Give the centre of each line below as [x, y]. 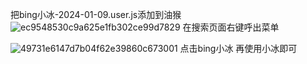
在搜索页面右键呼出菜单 [231, 27]
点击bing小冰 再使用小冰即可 [238, 48]
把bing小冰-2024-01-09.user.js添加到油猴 [96, 14]
